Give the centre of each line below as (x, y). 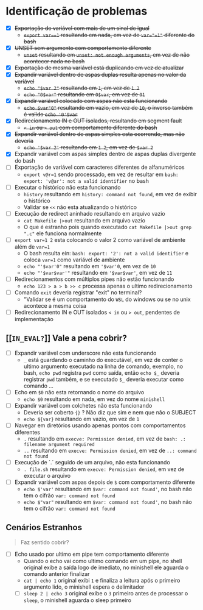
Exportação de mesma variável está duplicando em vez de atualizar (99, 68)
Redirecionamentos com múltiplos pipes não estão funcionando (94, 279)
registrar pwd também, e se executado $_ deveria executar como (104, 379)
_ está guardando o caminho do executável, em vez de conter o (103, 360)
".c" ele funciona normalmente (63, 233)
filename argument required (59, 444)
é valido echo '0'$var (50, 115)
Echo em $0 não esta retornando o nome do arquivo (79, 392)
